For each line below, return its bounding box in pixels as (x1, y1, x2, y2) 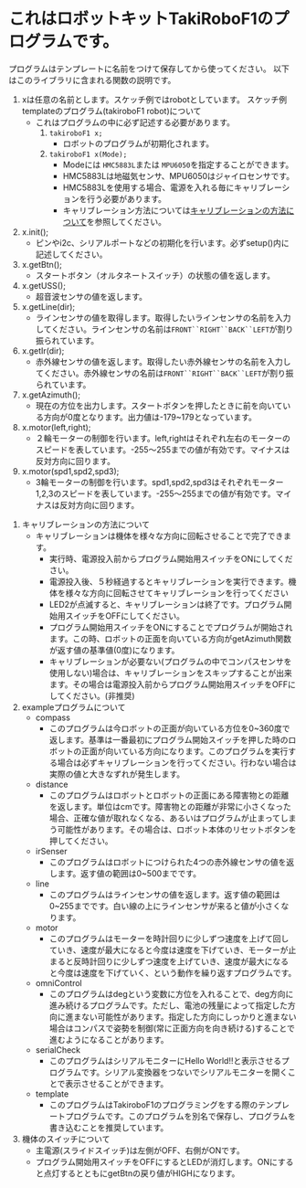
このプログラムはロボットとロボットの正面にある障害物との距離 (48, 790, 290, 801)
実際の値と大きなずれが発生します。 (48, 769, 185, 780)
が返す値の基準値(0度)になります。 (48, 644, 180, 655)
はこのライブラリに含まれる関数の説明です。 (8, 74, 176, 85)
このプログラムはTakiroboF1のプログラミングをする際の (48, 1098, 259, 1110)
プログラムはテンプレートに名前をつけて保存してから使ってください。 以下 (8, 63, 290, 74)
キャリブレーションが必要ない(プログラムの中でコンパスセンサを (48, 655, 292, 667)
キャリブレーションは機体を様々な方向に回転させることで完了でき (35, 530, 284, 541)
